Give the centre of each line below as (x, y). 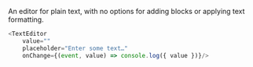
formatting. (26, 19)
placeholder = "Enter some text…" (75, 48)
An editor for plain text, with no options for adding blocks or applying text (126, 11)
